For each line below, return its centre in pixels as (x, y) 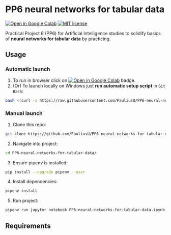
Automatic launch (28, 69)
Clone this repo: (29, 124)
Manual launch (24, 113)
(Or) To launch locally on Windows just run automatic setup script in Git (89, 85)
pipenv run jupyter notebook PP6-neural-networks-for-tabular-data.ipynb (85, 210)
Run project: (25, 201)
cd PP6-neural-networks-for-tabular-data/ (51, 153)
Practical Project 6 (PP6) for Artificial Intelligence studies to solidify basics (83, 33)
